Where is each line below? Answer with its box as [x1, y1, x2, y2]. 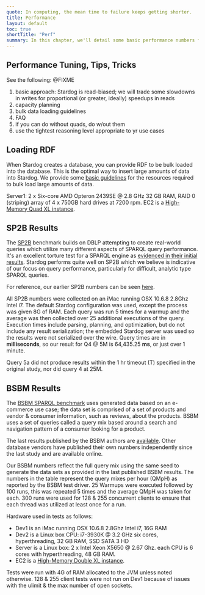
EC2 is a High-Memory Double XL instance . [15, 557, 125, 564]
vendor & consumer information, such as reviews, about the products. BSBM [6, 412, 199, 420]
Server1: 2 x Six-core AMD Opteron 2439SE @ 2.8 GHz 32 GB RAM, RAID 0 [6, 192, 196, 199]
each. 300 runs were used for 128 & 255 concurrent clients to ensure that [6, 494, 191, 502]
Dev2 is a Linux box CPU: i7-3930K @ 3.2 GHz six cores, [15, 531, 159, 538]
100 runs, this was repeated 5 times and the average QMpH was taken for [6, 488, 192, 495]
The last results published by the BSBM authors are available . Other [6, 437, 176, 445]
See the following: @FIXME [6, 76, 75, 83]
